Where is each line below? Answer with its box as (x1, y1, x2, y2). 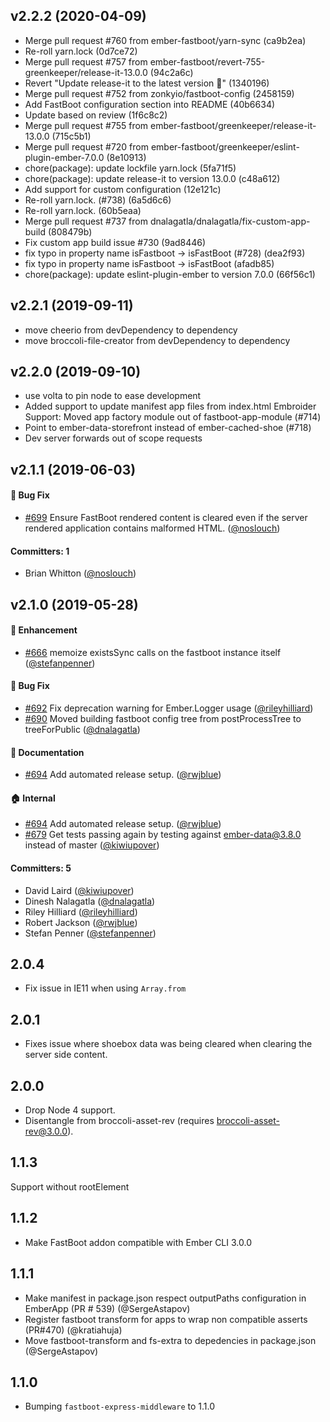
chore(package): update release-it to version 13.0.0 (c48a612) (24, 172, 281, 184)
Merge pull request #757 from (24, 55, 148, 68)
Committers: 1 (10, 545, 70, 557)
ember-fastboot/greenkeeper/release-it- (150, 119, 317, 131)
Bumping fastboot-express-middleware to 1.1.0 (24, 1400, 215, 1413)
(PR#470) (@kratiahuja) (24, 1324, 123, 1336)
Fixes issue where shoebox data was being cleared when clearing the (24, 1038, 313, 1050)
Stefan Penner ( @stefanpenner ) (24, 927, 157, 939)
